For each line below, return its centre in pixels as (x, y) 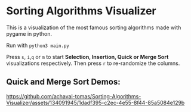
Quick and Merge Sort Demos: (63, 82)
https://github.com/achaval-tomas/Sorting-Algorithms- (74, 96)
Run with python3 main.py (38, 45)
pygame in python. (29, 33)
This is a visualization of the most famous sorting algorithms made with (94, 27)
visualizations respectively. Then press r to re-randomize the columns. (93, 63)
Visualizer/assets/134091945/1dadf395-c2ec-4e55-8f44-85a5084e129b (95, 102)
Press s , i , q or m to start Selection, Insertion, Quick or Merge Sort (87, 57)
